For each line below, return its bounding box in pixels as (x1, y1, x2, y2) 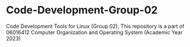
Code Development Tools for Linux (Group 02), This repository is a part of (6, 23, 185, 30)
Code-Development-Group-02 (6, 3, 158, 17)
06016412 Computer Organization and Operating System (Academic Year (6, 28, 183, 35)
